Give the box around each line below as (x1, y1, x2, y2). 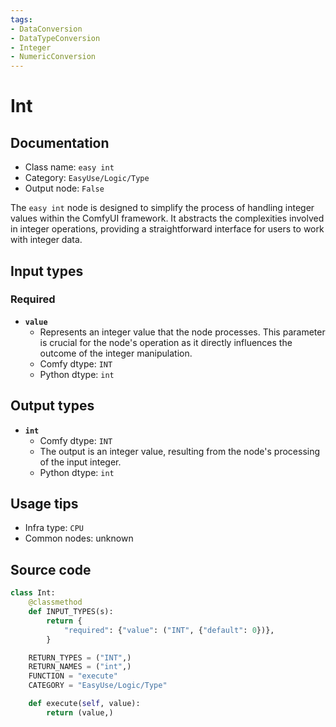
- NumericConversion (10, 52, 97, 62)
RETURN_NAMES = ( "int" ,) (28, 662, 132, 672)
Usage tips (10, 496, 79, 513)
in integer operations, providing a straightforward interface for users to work (10, 223, 325, 235)
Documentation (10, 134, 110, 151)
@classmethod (28, 597, 83, 608)
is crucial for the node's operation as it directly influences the (39, 336, 293, 348)
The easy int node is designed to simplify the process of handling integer (10, 202, 315, 214)
